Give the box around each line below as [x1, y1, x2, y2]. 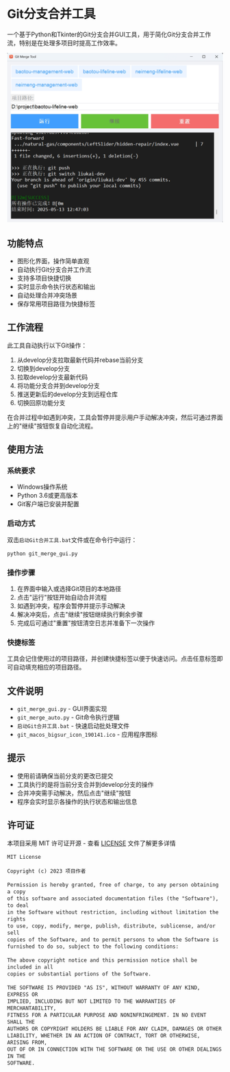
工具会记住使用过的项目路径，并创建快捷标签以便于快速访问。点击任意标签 [7, 655, 217, 663]
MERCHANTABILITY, [7, 1005, 57, 1012]
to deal [7, 902, 29, 909]
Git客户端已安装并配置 [16, 500, 80, 508]
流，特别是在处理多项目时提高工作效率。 [7, 38, 121, 47]
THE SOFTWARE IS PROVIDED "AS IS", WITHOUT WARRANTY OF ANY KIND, [7, 984, 201, 991]
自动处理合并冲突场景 [16, 291, 77, 299]
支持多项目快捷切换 [16, 273, 72, 282]
